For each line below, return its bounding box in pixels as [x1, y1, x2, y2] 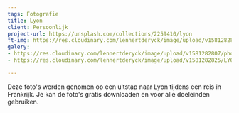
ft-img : [7, 37, 31, 44]
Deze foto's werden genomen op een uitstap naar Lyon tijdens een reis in [7, 82, 222, 91]
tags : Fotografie [7, 10, 59, 18]
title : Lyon [7, 17, 43, 24]
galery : [7, 43, 31, 50]
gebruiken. [7, 97, 39, 106]
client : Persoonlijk [7, 23, 69, 31]
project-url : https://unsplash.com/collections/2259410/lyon [7, 30, 193, 38]
